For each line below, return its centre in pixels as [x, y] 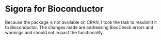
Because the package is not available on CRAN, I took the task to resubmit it [81, 22]
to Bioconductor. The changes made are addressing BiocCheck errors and [79, 27]
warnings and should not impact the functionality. [55, 32]
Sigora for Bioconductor [54, 9]
